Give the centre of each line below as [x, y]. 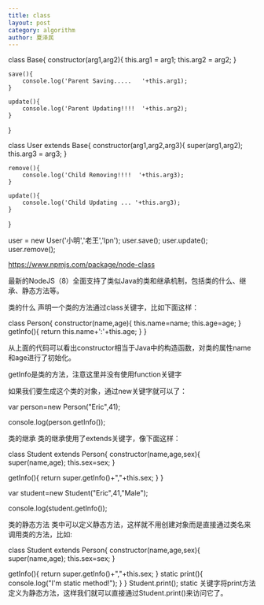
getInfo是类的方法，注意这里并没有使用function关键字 [95, 374]
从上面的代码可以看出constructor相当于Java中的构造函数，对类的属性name [130, 348]
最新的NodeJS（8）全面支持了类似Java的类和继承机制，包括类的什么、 [124, 281]
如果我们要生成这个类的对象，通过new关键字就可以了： [97, 392]
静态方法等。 [42, 291]
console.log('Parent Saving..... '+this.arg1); [105, 81]
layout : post [29, 23]
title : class [29, 15]
